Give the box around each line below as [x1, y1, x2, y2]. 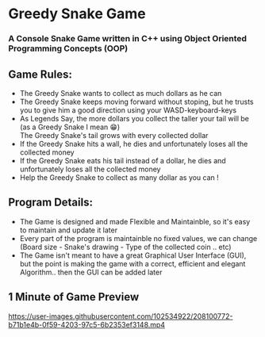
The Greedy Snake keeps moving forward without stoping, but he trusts [19, 97, 254, 106]
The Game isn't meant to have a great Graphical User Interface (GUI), [19, 251, 247, 260]
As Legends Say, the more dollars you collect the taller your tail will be [19, 113, 250, 123]
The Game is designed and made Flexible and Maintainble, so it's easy [19, 216, 251, 226]
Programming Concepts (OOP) [8, 43, 129, 54]
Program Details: [8, 196, 94, 209]
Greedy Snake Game [8, 5, 146, 23]
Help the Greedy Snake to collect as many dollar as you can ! [19, 172, 220, 182]
